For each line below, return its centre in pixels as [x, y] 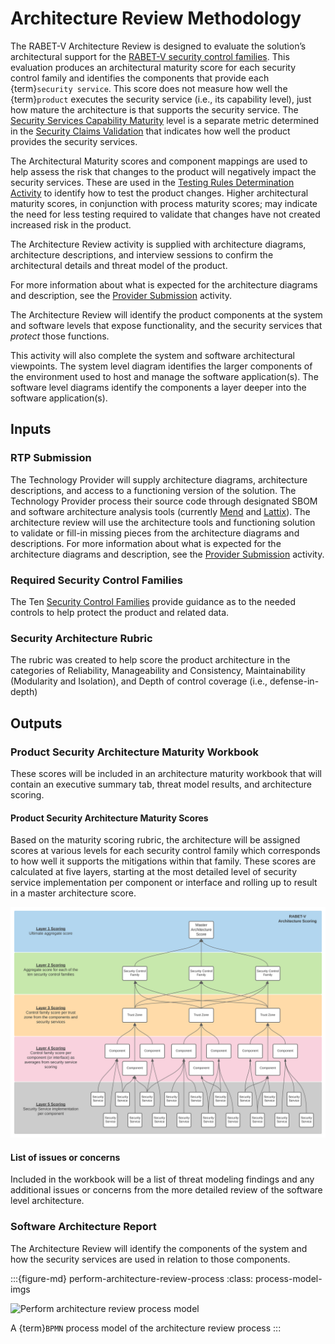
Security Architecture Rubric [81, 638]
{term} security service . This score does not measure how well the [149, 88]
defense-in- [294, 681]
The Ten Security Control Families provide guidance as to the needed [153, 601]
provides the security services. [74, 141]
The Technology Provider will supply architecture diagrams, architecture [159, 479]
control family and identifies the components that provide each [140, 78]
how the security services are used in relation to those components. [150, 1259]
